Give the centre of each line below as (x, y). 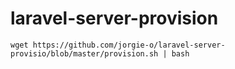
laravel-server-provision (114, 18)
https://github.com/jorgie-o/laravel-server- (129, 45)
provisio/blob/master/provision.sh (84, 53)
